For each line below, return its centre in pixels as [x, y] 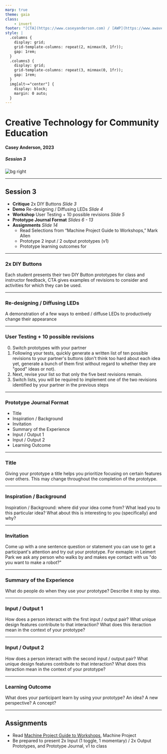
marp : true [16, 10]
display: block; [31, 89]
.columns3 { [22, 61]
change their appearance [31, 319]
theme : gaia [17, 14]
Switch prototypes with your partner [49, 348]
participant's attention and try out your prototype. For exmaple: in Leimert [81, 552]
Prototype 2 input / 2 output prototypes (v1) [64, 241]
